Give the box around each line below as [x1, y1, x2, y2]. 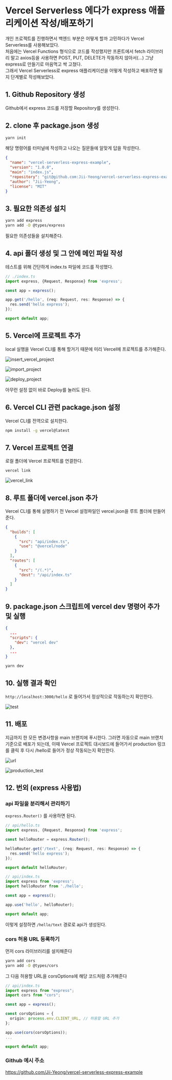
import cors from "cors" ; [5, 992, 60, 998]
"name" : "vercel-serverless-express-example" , [10, 160, 111, 165]
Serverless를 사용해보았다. [5, 41, 60, 48]
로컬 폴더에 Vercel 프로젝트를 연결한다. [5, 458, 83, 464]
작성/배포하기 [40, 17, 94, 29]
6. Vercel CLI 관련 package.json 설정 [5, 403, 120, 412]
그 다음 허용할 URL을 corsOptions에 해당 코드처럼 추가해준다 [5, 973, 127, 979]
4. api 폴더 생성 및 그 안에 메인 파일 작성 [5, 249, 123, 258]
